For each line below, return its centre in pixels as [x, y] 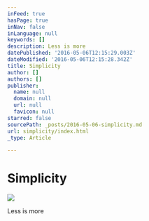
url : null [28, 105]
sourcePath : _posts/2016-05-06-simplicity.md [74, 125]
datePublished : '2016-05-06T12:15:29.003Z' [72, 53]
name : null [29, 92]
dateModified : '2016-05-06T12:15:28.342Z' [70, 60]
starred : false [29, 118]
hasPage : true [28, 20]
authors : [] [24, 79]
